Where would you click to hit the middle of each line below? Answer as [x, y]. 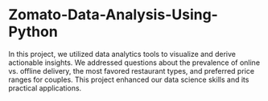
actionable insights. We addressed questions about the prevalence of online [134, 63]
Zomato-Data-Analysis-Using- [113, 15]
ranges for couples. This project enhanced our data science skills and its [129, 79]
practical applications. [45, 88]
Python [33, 32]
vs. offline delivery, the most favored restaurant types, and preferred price [132, 71]
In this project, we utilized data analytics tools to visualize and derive [122, 54]
